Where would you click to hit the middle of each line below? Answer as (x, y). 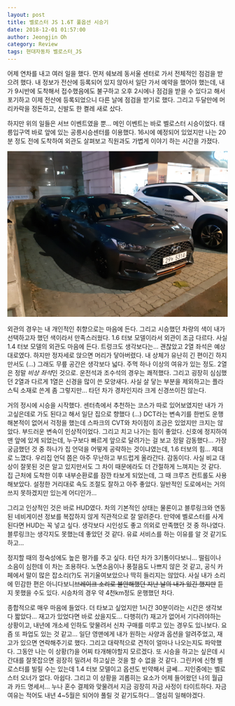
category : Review (33, 45)
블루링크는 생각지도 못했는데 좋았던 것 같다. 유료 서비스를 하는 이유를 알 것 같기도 (117, 534)
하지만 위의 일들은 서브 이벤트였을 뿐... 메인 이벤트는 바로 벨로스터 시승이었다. (113, 123)
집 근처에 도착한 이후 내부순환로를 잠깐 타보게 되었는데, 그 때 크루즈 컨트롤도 (111, 475)
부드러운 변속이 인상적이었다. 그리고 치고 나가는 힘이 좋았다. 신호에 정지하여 (124, 432)
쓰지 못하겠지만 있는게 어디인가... (52, 493)
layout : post (26, 15)
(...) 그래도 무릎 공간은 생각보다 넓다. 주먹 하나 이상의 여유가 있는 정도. (121, 364)
